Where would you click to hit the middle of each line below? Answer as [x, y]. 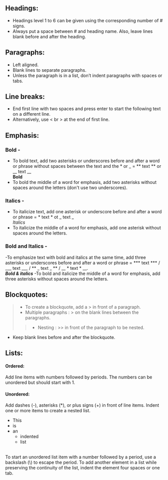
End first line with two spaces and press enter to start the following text [87, 109]
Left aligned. [25, 65]
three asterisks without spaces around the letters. [57, 279]
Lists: [14, 353]
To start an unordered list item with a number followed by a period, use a [81, 457]
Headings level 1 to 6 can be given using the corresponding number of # [88, 20]
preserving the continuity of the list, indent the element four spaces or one [82, 468]
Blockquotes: [26, 295]
